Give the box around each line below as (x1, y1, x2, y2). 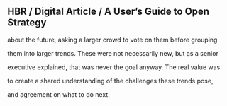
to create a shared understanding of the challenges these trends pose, (7, 76, 214, 85)
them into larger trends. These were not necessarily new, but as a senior (7, 49, 218, 57)
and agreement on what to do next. (7, 90, 110, 98)
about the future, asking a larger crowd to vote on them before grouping (7, 35, 218, 44)
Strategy (7, 17, 47, 29)
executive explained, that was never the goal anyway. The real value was (7, 63, 221, 71)
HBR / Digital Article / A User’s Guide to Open (7, 6, 210, 18)
